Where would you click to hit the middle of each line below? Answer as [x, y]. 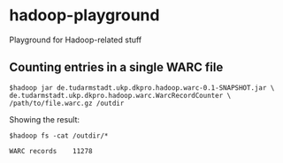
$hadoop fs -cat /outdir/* [59, 136]
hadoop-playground [84, 15]
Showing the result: [45, 119]
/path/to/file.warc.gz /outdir [67, 103]
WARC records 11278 [51, 151]
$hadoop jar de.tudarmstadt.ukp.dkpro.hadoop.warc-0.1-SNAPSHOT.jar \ [142, 88]
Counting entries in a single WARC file [116, 67]
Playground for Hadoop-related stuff [76, 40]
